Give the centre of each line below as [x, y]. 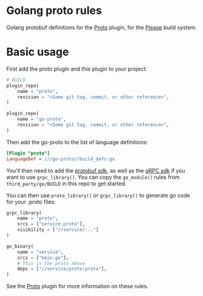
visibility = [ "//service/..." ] [58, 230]
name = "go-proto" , [42, 119]
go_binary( [20, 246]
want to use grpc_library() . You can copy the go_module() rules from [93, 177]
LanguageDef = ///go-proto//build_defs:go [61, 159]
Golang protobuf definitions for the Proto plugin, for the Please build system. [101, 27]
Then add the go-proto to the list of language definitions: [77, 142]
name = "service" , [40, 252]
